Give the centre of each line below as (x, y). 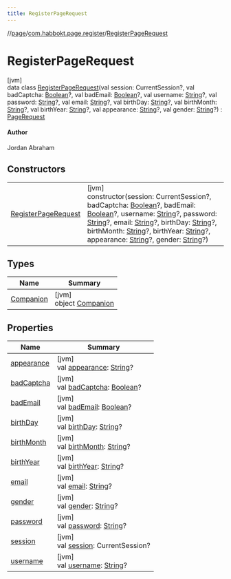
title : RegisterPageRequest (47, 13)
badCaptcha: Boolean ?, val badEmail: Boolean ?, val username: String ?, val (112, 94)
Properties (30, 328)
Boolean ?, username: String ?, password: (152, 213)
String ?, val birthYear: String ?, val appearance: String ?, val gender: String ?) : (115, 109)
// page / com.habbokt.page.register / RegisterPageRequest (88, 33)
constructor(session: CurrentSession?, (149, 196)
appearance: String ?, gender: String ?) (147, 240)
